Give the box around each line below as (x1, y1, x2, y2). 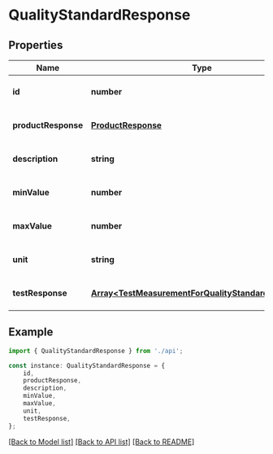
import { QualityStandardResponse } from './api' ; (8, 347, 184, 355)
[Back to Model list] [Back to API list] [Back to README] (8, 437, 195, 447)
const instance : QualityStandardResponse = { (8, 361, 165, 369)
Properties (8, 38, 63, 52)
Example (8, 325, 54, 339)
